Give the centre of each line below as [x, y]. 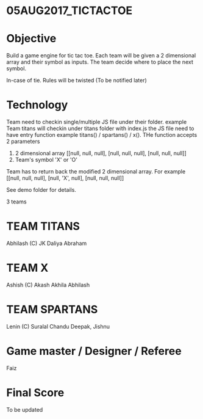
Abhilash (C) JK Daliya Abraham [47, 243]
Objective [31, 39]
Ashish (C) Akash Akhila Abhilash [48, 285]
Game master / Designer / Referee [94, 351]
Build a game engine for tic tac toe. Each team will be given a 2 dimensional [101, 56]
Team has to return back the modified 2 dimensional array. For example [96, 172]
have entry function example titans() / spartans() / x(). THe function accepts [102, 135]
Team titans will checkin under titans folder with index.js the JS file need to [100, 128]
